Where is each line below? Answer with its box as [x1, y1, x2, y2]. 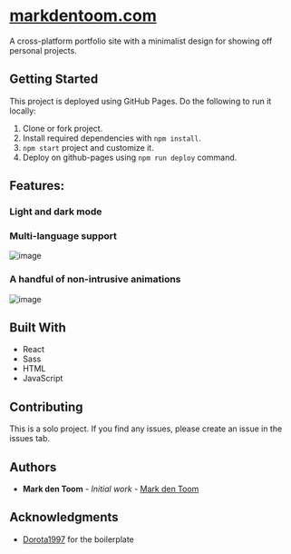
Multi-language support [9, 229, 118, 242]
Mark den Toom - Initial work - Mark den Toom [22, 483, 199, 495]
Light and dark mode [9, 205, 102, 218]
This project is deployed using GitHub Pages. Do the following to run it [9, 95, 272, 106]
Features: [9, 178, 65, 193]
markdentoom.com [9, 5, 157, 26]
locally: [9, 105, 36, 116]
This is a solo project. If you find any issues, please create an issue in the [9, 423, 283, 434]
